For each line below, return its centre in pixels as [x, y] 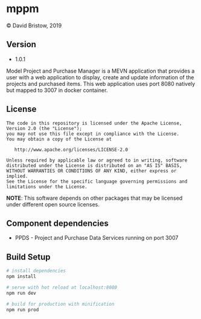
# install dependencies [36, 271]
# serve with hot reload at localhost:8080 [62, 287]
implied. [17, 176]
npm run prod [23, 310]
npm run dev [21, 293]
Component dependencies [57, 223]
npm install [21, 277]
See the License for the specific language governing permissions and [97, 181]
